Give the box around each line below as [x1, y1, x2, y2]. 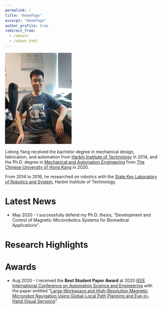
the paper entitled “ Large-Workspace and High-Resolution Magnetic [12, 288, 148, 293]
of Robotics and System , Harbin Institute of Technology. [5, 179, 117, 185]
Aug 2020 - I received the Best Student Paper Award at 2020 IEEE [12, 277, 146, 283]
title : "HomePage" [5, 13, 42, 18]
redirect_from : [5, 28, 36, 34]
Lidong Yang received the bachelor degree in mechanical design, [5, 149, 135, 154]
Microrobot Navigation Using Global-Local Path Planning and [12, 293, 134, 299]
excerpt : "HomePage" [5, 18, 47, 23]
